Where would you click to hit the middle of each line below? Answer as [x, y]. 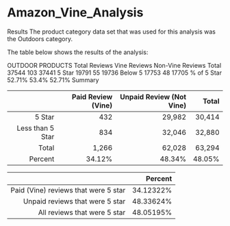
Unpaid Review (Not [153, 97]
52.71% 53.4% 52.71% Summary [53, 79]
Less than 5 [36, 128]
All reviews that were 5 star [82, 212]
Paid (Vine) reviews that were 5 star [68, 190]
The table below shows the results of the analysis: [78, 52]
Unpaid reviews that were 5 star [74, 201]
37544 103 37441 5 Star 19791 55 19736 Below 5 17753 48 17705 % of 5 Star [115, 73]
